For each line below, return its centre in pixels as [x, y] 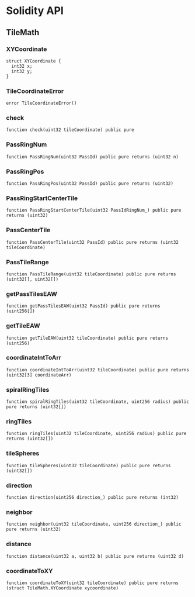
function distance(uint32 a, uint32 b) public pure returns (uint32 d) [95, 556]
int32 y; [22, 71]
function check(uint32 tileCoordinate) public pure [70, 130]
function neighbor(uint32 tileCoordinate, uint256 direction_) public [94, 524]
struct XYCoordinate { [34, 61]
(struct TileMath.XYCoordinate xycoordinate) [62, 588]
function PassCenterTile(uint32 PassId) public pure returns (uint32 [93, 242]
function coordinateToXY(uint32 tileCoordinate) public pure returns [93, 583]
